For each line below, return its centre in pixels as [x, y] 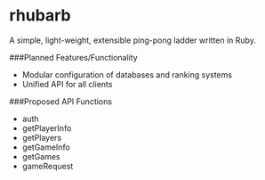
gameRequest [48, 166]
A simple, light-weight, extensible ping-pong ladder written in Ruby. [132, 40]
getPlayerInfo [47, 128]
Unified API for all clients [67, 84]
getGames [41, 156]
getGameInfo [46, 147]
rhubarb [40, 16]
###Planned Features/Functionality [73, 57]
